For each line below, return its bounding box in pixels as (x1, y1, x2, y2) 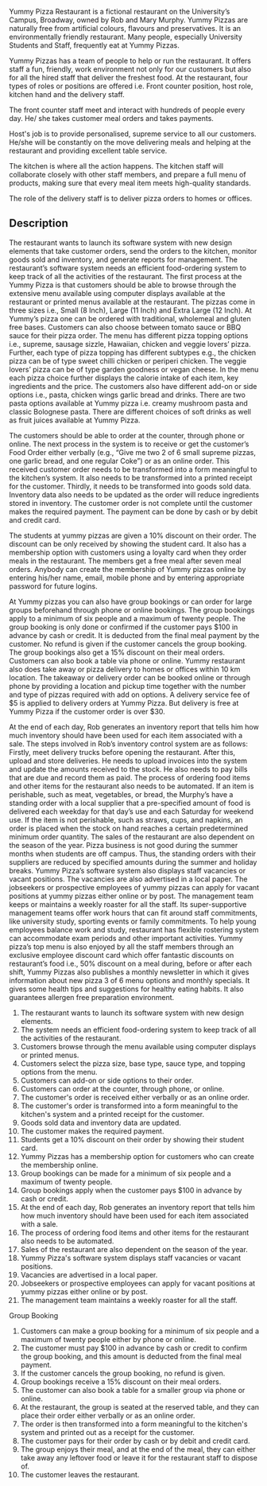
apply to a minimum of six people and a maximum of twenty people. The (9, 613, 246, 623)
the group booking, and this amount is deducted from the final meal (20, 1352, 242, 1361)
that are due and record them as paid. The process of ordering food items (9, 772, 251, 782)
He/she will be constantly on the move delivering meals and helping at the (9, 138, 251, 146)
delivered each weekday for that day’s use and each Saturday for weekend (9, 807, 253, 816)
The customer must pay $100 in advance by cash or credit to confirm (20, 1343, 248, 1352)
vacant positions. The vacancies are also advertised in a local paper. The (9, 874, 248, 884)
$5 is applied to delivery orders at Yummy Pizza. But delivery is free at (9, 698, 239, 707)
